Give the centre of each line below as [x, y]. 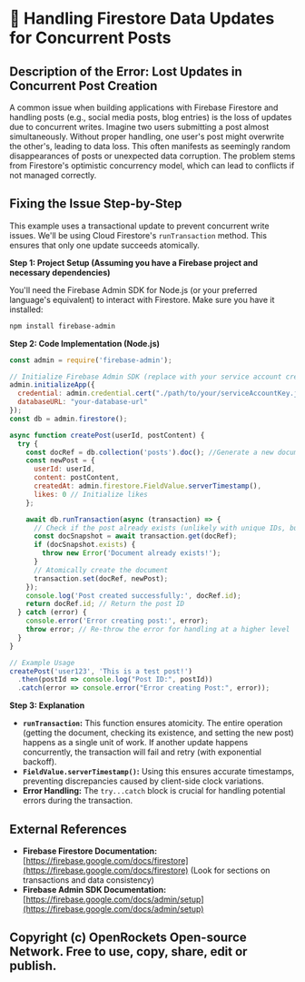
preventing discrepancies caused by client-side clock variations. [143, 781]
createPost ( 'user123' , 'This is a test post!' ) [101, 671]
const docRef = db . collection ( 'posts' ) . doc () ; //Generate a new [150, 452]
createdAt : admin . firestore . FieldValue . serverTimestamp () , [147, 486]
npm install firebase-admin [63, 326]
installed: [26, 309]
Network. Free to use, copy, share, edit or [128, 952]
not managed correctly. [53, 175]
